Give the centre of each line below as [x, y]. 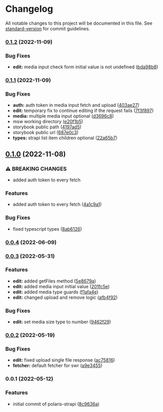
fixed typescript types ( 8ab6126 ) [47, 229]
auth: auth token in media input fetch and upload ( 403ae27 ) [76, 105]
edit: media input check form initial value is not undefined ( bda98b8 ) [85, 67]
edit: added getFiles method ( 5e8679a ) [54, 281]
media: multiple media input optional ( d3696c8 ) [63, 116]
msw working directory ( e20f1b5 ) [48, 122]
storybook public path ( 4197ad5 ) [47, 127]
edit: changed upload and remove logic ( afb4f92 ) [65, 297]
